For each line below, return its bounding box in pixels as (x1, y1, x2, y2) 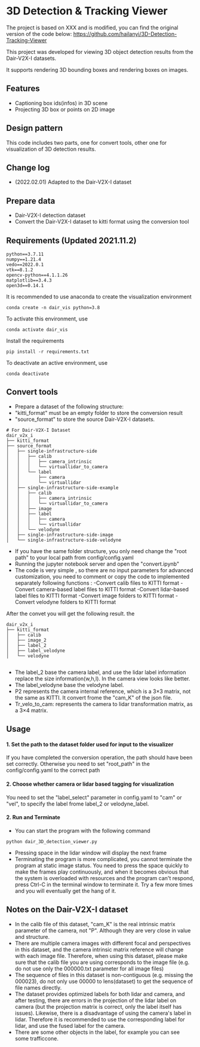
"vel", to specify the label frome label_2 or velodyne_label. (6, 800, 149, 807)
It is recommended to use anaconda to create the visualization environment (6, 293, 192, 300)
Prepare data (6, 196, 56, 206)
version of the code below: (6, 30, 72, 37)
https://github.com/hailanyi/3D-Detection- (73, 30, 177, 37)
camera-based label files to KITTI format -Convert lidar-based (36, 585, 189, 593)
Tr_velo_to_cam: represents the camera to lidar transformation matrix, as (14, 700, 193, 707)
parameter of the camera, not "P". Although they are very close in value (14, 927, 191, 934)
